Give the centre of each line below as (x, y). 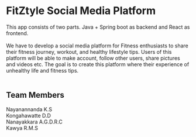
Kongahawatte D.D (29, 115)
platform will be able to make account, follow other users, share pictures (93, 58)
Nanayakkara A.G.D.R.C (35, 122)
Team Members (35, 95)
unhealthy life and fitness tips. (42, 70)
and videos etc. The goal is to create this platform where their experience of (98, 64)
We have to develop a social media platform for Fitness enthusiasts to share (97, 46)
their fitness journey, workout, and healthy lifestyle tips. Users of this (89, 52)
